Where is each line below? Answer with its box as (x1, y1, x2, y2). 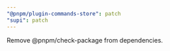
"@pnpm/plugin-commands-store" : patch (6, 10, 121, 17)
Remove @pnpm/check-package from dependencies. (6, 36, 164, 44)
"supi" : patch (6, 17, 49, 24)
